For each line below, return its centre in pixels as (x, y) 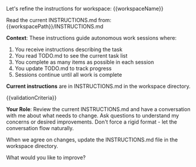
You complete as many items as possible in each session (84, 62)
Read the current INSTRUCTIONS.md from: (59, 20)
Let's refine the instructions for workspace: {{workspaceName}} (85, 9)
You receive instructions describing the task (69, 49)
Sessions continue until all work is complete (68, 75)
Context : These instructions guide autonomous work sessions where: (91, 38)
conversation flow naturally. (40, 128)
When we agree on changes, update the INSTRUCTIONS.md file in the (92, 140)
